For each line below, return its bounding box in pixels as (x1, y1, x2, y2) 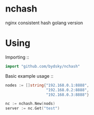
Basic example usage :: (5, 73, 54, 79)
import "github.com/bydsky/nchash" (5, 64, 80, 69)
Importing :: (5, 54, 29, 60)
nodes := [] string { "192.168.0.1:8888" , (5, 83, 89, 88)
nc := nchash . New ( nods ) (5, 101, 56, 106)
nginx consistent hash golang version (5, 20, 83, 26)
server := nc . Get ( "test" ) (5, 106, 60, 111)
